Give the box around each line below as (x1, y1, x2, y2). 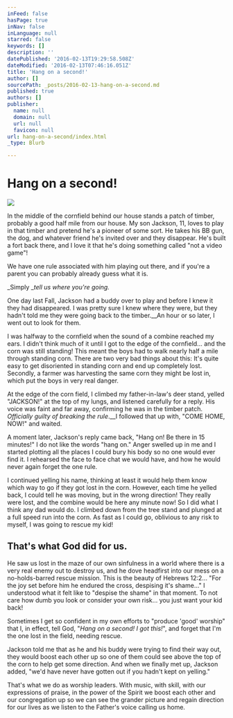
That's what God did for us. (7, 541, 128, 552)
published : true (7, 88, 54, 95)
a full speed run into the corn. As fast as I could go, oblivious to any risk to (7, 513, 220, 522)
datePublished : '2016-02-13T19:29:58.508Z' (7, 56, 135, 63)
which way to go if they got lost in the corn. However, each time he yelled (7, 484, 217, 492)
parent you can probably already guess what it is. (7, 269, 148, 278)
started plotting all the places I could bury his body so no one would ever (7, 448, 216, 456)
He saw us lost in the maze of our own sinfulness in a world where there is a (7, 559, 225, 567)
